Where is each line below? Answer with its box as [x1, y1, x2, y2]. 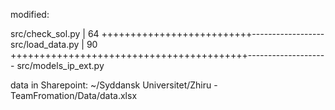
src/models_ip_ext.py [16, 60, 105, 71]
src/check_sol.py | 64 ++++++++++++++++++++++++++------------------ [10, 28, 325, 39]
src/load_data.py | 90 [10, 39, 98, 50]
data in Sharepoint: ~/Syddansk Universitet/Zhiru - [10, 79, 218, 91]
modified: [10, 9, 50, 20]
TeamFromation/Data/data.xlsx [10, 90, 138, 101]
